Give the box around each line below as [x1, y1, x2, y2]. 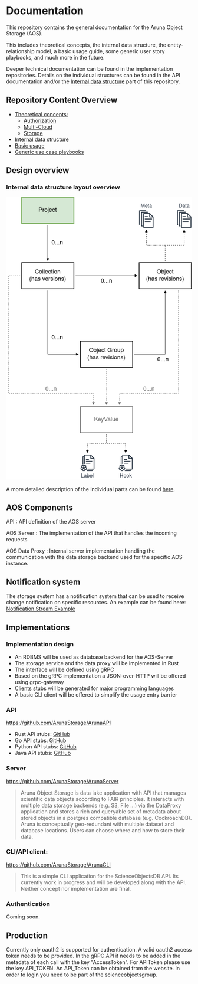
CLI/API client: [6, 848, 48, 856]
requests [6, 536, 28, 543]
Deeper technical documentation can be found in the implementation [6, 65, 173, 72]
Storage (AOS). [6, 30, 43, 37]
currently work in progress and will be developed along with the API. [20, 878, 187, 886]
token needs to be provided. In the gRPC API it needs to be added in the [6, 952, 181, 959]
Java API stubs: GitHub [14, 750, 71, 757]
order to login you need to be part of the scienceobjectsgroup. [6, 971, 158, 978]
